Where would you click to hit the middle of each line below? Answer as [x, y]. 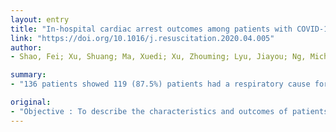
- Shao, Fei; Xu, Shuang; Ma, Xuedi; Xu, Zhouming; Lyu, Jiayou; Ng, [158, 57]
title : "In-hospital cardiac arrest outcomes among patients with [151, 29]
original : [31, 102]
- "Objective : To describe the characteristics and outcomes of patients [169, 111]
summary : [28, 75]
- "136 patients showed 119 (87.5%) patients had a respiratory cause [160, 84]
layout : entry [40, 19]
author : [26, 47]
